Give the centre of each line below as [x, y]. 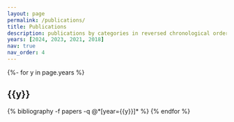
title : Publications [37, 26]
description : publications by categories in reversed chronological [109, 33]
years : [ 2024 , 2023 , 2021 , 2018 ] [56, 40]
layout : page [26, 14]
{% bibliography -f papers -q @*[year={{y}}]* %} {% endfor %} [99, 111]
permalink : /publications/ [46, 20]
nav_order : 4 [26, 53]
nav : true [22, 46]
